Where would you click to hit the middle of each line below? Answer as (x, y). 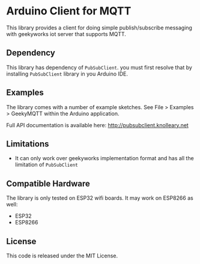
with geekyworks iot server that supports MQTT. (66, 34)
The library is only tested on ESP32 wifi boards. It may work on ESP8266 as (100, 198)
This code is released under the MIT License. (62, 256)
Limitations (28, 144)
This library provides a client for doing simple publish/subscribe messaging (99, 28)
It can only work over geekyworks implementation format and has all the (104, 158)
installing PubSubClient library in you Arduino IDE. (67, 74)
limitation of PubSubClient (46, 165)
